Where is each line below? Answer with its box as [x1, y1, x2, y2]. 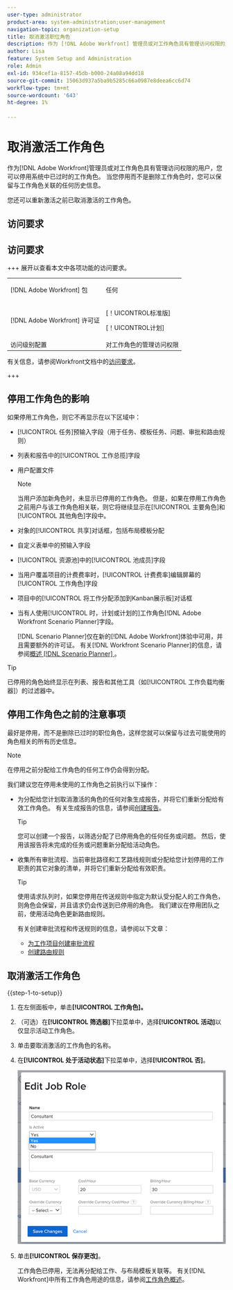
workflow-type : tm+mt [7, 84, 70, 92]
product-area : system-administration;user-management [7, 18, 166, 26]
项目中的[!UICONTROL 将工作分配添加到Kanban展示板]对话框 [17, 594, 193, 602]
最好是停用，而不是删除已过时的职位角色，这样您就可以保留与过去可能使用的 [7, 728, 226, 736]
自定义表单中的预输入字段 [17, 540, 91, 549]
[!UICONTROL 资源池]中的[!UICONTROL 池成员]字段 [17, 556, 166, 564]
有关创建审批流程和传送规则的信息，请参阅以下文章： [17, 924, 170, 932]
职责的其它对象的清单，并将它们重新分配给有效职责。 [17, 863, 170, 872]
